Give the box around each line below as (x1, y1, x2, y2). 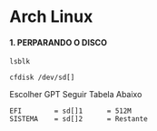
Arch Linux (9, 6, 93, 27)
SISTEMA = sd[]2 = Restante (9, 115, 148, 124)
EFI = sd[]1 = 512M (9, 106, 132, 116)
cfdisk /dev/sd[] (9, 73, 75, 83)
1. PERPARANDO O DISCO (9, 36, 107, 47)
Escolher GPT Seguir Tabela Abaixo (9, 89, 142, 100)
